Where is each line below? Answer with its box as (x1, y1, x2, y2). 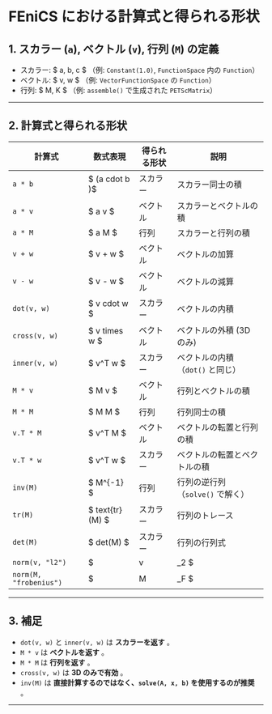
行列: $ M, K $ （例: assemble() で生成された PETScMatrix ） (19, 86, 217, 95)
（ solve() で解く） (176, 488, 249, 499)
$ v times (87, 325, 124, 336)
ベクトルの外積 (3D (176, 325, 251, 336)
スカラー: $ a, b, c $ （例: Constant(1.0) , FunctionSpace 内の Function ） (19, 66, 260, 74)
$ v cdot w (87, 297, 129, 308)
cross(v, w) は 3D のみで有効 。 (19, 667, 128, 677)
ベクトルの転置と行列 (176, 422, 259, 433)
